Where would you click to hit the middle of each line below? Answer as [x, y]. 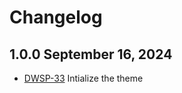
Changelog [56, 17]
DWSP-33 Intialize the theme [83, 78]
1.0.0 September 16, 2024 [91, 54]
